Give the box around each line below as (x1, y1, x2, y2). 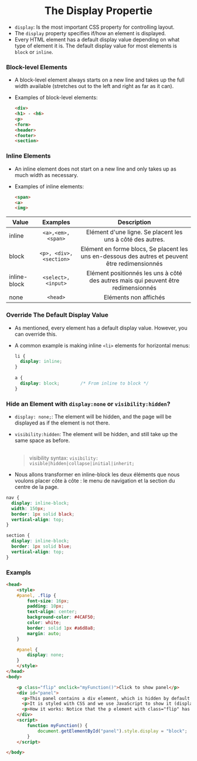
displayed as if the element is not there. (14, 419, 110, 426)
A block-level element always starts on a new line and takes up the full (14, 76, 185, 83)
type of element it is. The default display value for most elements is (14, 42, 177, 49)
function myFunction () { (27, 722, 88, 728)
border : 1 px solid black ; (11, 511, 75, 517)
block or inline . (14, 48, 54, 55)
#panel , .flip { (16, 592, 57, 599)
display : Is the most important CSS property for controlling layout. (14, 23, 175, 30)
